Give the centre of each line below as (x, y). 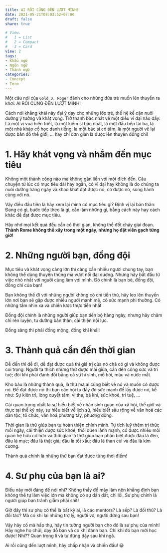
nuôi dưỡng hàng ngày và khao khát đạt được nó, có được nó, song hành (80, 189)
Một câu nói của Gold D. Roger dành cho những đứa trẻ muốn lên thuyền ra (83, 98)
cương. (12, 446)
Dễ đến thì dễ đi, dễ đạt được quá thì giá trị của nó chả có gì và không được (83, 364)
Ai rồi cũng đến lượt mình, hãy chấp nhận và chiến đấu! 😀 (65, 545)
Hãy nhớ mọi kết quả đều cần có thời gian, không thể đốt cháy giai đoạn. (80, 225)
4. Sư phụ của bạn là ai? (55, 476)
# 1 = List (19, 37)
